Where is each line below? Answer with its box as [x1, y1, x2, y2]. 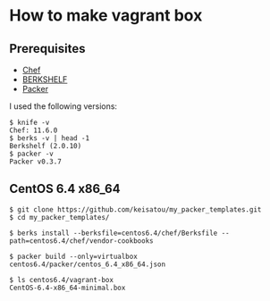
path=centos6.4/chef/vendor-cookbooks [9, 236, 154, 246]
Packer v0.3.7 [9, 157, 63, 166]
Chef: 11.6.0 [9, 126, 58, 135]
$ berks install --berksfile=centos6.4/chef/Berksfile [9, 229, 218, 238]
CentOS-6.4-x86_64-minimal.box [9, 283, 126, 292]
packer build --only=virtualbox [17, 252, 139, 261]
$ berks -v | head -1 [9, 134, 90, 143]
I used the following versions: [9, 101, 118, 112]
